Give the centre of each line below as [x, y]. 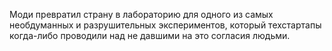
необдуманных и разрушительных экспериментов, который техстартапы [165, 25]
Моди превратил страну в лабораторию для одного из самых [141, 14]
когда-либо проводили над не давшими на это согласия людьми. [150, 35]
